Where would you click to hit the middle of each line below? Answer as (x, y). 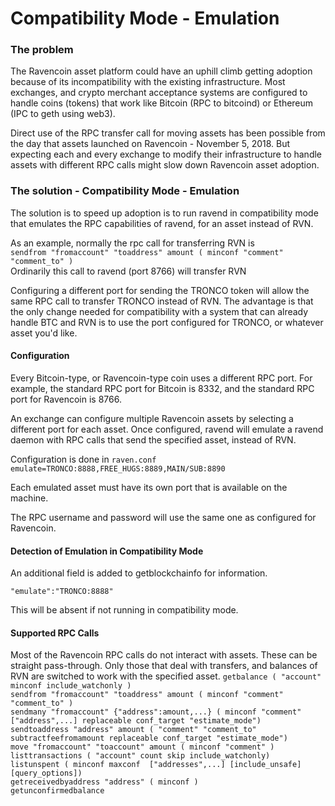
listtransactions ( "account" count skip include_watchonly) (140, 756)
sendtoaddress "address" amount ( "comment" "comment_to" (133, 730)
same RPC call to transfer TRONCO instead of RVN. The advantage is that (162, 301)
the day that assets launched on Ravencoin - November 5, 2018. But (150, 144)
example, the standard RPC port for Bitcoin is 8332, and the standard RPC (162, 388)
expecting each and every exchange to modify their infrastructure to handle (166, 154)
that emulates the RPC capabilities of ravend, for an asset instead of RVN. (162, 223)
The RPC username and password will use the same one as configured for (163, 517)
